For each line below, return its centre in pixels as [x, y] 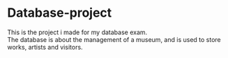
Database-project [60, 13]
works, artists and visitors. [45, 47]
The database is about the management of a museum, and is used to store [114, 39]
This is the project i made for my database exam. [77, 32]
